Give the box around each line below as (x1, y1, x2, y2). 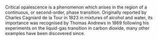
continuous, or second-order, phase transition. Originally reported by (5, 9, 147, 15)
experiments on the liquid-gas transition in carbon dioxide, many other (5, 25, 150, 31)
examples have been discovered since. (5, 31, 85, 36)
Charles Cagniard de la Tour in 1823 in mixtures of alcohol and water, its (5, 15, 153, 20)
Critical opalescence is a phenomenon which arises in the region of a (5, 4, 147, 10)
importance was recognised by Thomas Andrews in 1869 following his (5, 20, 150, 26)
